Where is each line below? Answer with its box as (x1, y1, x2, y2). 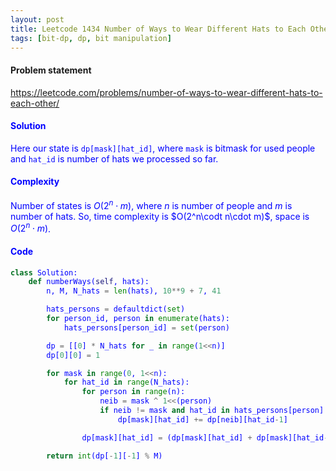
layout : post (10, 14, 65, 25)
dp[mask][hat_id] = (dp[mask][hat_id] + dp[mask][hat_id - (81, 432, 329, 443)
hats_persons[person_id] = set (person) (63, 322, 230, 333)
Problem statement (10, 64, 92, 76)
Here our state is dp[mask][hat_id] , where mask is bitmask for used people (10, 142, 316, 154)
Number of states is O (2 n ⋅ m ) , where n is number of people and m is (10, 197, 293, 211)
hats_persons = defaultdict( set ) (46, 304, 186, 315)
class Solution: (10, 267, 78, 278)
